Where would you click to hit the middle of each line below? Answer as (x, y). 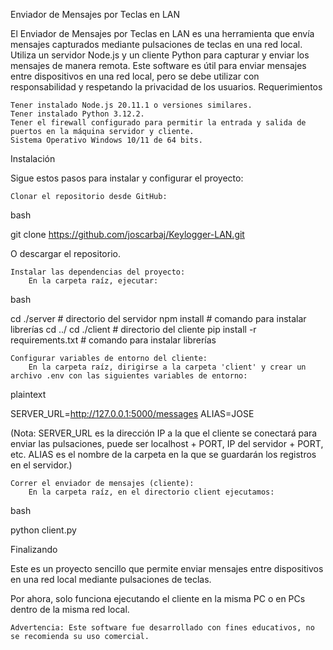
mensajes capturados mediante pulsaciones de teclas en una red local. (156, 44)
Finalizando (34, 549)
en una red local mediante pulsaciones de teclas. (111, 579)
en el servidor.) (41, 465)
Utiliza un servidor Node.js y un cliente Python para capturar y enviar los (160, 55)
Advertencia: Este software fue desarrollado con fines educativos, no (162, 628)
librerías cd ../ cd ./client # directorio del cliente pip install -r (133, 329)
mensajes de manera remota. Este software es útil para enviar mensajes (158, 65)
